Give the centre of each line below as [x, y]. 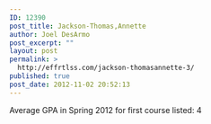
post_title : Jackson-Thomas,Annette [78, 26]
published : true [40, 76]
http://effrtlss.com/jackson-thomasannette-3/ [106, 68]
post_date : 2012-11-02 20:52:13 [70, 84]
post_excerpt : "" [42, 43]
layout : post [34, 51]
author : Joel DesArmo [50, 34]
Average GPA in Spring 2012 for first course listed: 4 [105, 110]
